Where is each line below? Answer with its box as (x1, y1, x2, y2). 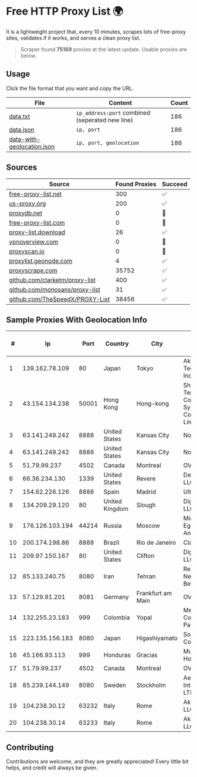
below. (20, 52, 37, 59)
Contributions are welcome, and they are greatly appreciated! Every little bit (6, 758, 189, 765)
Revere (136, 475, 156, 483)
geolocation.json (9, 142, 55, 151)
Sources (6, 162, 38, 172)
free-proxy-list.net (9, 189, 62, 198)
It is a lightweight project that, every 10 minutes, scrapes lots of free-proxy (6, 28, 186, 35)
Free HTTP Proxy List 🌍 (6, 5, 124, 18)
